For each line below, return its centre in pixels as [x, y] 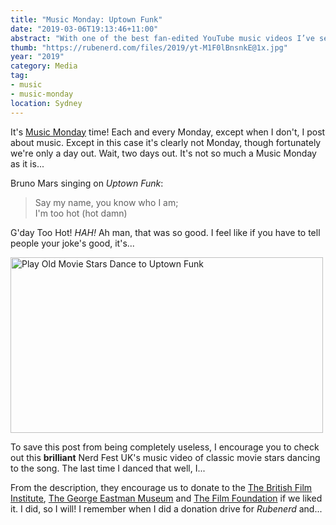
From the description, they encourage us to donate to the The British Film [161, 487]
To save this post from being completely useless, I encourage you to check [165, 447]
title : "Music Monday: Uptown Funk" [86, 19]
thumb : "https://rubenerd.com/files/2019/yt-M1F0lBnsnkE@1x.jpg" [149, 47]
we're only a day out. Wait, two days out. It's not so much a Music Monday [163, 153]
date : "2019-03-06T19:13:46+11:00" [84, 29]
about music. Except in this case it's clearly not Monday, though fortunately [166, 142]
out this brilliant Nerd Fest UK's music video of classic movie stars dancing [165, 457]
